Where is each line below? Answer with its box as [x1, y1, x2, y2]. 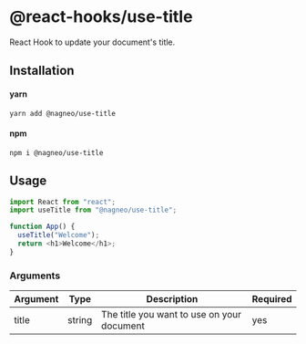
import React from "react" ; [9, 197, 117, 206]
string [67, 314, 93, 327]
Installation [9, 63, 75, 78]
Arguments [9, 269, 61, 282]
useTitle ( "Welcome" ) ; [17, 231, 100, 240]
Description [146, 293, 199, 306]
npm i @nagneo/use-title [9, 148, 104, 157]
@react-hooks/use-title [9, 6, 193, 27]
